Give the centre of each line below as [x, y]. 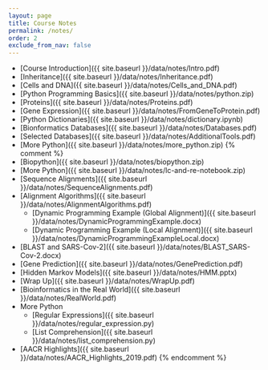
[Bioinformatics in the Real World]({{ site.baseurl [100, 290]
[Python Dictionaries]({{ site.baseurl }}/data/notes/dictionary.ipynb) [131, 119]
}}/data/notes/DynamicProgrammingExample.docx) [117, 222]
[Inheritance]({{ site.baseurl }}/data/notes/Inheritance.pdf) [117, 77]
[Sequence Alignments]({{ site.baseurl [83, 179]
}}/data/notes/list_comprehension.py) [94, 340]
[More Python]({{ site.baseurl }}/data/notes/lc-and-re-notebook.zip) [133, 171]
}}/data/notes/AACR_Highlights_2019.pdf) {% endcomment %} [123, 358]
